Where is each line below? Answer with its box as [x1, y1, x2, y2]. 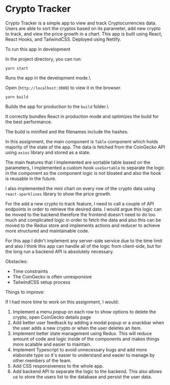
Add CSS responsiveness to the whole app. [12, 363, 104, 369]
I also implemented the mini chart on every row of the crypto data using [5, 185, 155, 191]
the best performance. [5, 118, 52, 125]
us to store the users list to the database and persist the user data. [12, 373, 152, 380]
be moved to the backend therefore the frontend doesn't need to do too [5, 211, 156, 217]
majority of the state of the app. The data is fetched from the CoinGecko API [5, 144, 165, 150]
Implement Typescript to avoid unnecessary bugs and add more [12, 346, 147, 352]
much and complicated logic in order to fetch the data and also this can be [5, 217, 161, 223]
